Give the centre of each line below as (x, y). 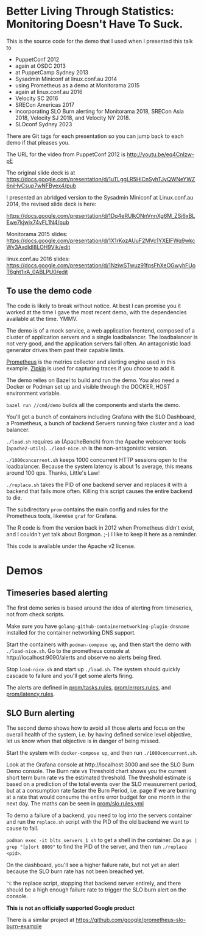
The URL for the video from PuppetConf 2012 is (66, 154)
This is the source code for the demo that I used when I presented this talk (100, 41)
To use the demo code (49, 291)
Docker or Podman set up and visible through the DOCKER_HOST (88, 386)
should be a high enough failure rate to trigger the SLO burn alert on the (97, 890)
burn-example (24, 926)
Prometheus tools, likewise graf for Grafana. (62, 516)
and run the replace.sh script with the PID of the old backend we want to (98, 821)
